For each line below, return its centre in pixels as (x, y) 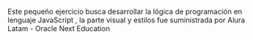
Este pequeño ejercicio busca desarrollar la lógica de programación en (125, 12)
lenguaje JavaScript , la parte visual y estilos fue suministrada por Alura (126, 20)
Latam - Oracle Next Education (59, 28)
